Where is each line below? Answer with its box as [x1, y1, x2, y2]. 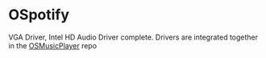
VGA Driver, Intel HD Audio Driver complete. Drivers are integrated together [8, 32, 259, 42]
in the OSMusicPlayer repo [8, 40, 98, 50]
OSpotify [8, 6, 70, 24]
